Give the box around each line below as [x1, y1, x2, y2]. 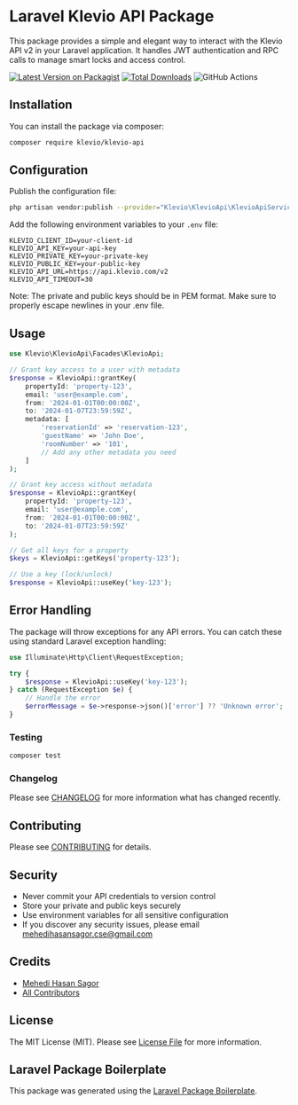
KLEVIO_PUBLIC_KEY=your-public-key [9, 260, 141, 269]
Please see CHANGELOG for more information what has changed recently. [9, 792, 281, 803]
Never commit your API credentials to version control [21, 891, 216, 902]
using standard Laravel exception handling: [9, 636, 167, 647]
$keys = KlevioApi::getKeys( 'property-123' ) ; [9, 554, 180, 563]
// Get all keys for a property [9, 545, 129, 555]
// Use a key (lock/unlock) [9, 570, 114, 579]
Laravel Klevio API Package [9, 6, 215, 27]
